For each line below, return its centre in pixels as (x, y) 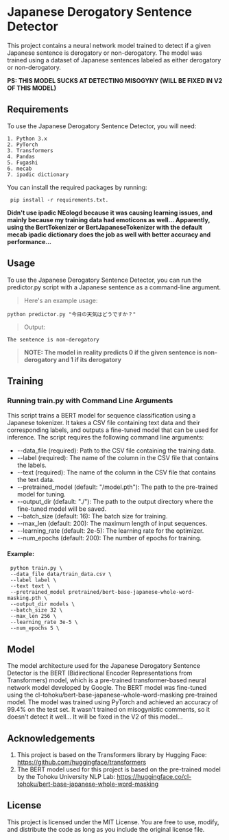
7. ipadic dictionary (38, 175)
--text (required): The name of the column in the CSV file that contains (116, 472)
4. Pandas (21, 156)
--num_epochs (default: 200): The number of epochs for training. (109, 538)
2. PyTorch (23, 145)
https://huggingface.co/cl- (154, 777)
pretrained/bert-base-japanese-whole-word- (131, 592)
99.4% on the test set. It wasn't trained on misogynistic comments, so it (109, 710)
